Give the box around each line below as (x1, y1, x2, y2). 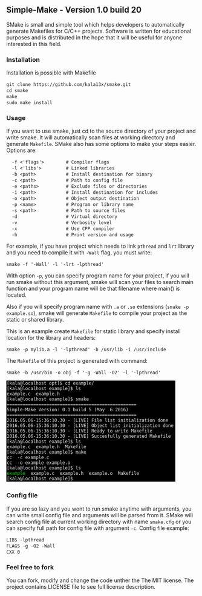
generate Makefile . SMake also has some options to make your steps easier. (6, 141, 197, 148)
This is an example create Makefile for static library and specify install (6, 328, 181, 335)
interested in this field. (6, 40, 62, 47)
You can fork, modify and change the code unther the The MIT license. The (6, 577, 194, 584)
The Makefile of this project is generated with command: (6, 357, 148, 365)
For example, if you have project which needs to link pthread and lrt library (6, 242, 195, 250)
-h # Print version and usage (11, 232, 134, 238)
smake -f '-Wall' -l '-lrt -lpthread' (6, 262, 104, 268)
